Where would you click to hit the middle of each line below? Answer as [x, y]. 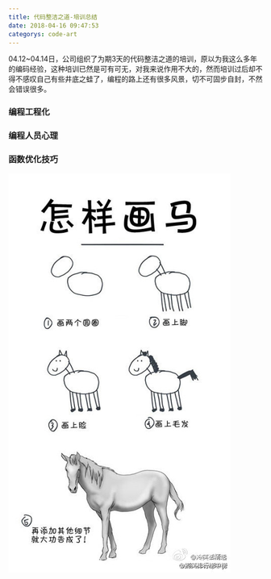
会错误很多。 [29, 90]
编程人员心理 [33, 135]
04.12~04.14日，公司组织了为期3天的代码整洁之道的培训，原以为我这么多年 [133, 59]
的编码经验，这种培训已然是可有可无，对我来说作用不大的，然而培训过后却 [132, 69]
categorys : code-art [43, 34]
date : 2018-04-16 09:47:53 [54, 25]
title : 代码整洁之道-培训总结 [53, 17]
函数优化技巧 [33, 160]
